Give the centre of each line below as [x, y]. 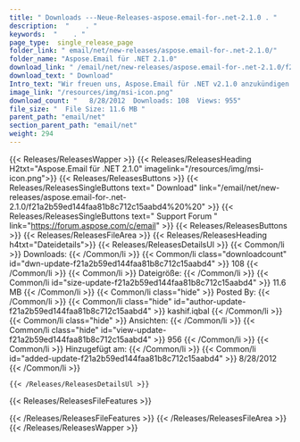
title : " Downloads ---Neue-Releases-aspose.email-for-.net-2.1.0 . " [143, 17]
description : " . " [54, 26]
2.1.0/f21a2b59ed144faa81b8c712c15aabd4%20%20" [108, 206]
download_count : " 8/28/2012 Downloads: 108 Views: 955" [125, 100]
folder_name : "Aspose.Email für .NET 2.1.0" [93, 59]
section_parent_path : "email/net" [74, 126]
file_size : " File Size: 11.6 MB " [77, 109]
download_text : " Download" [62, 76]
